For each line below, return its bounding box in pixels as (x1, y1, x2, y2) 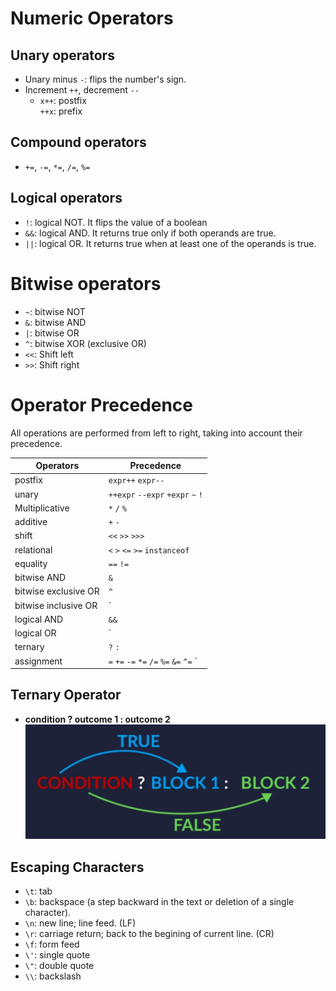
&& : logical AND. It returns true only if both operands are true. (24, 227, 277, 239)
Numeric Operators (10, 7, 174, 30)
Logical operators (10, 190, 123, 207)
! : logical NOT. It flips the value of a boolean (24, 216, 208, 228)
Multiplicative (14, 502, 70, 514)
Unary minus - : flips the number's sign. (24, 73, 187, 85)
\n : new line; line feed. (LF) (24, 917, 137, 929)
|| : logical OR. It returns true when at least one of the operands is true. (24, 237, 317, 249)
